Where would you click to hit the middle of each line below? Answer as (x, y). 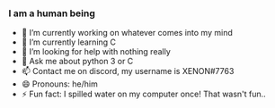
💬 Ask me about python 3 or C (77, 62)
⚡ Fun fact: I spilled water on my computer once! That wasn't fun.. (143, 94)
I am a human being (52, 13)
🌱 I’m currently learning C (69, 42)
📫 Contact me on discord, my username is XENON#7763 (128, 71)
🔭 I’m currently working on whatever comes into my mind (127, 33)
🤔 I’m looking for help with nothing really (96, 52)
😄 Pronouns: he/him (59, 84)
